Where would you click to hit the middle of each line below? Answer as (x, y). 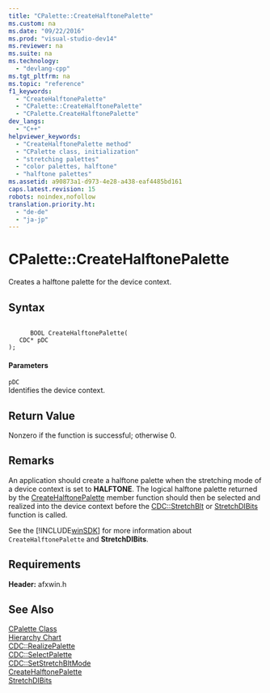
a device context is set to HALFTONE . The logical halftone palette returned (133, 489)
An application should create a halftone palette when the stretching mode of (135, 480)
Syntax (27, 308)
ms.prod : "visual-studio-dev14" (63, 38)
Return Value (42, 415)
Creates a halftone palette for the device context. (90, 282)
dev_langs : (27, 122)
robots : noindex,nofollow (52, 197)
